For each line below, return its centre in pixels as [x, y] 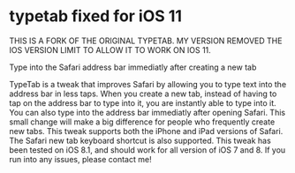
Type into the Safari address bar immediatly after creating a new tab [133, 67]
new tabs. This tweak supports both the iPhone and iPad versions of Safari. [146, 131]
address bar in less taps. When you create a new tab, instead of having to [143, 94]
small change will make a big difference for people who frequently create [142, 122]
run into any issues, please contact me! [80, 159]
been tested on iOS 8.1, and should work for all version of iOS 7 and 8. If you [147, 150]
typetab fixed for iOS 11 [96, 16]
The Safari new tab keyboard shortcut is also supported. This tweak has [140, 140]
